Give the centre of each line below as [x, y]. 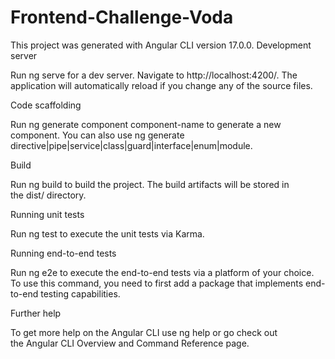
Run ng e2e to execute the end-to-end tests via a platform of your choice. [162, 272]
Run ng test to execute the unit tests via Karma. [107, 233]
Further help [36, 313]
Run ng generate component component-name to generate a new [146, 124]
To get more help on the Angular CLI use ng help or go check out [144, 332]
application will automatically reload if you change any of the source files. [161, 85]
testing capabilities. [80, 293]
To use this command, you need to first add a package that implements [157, 283]
